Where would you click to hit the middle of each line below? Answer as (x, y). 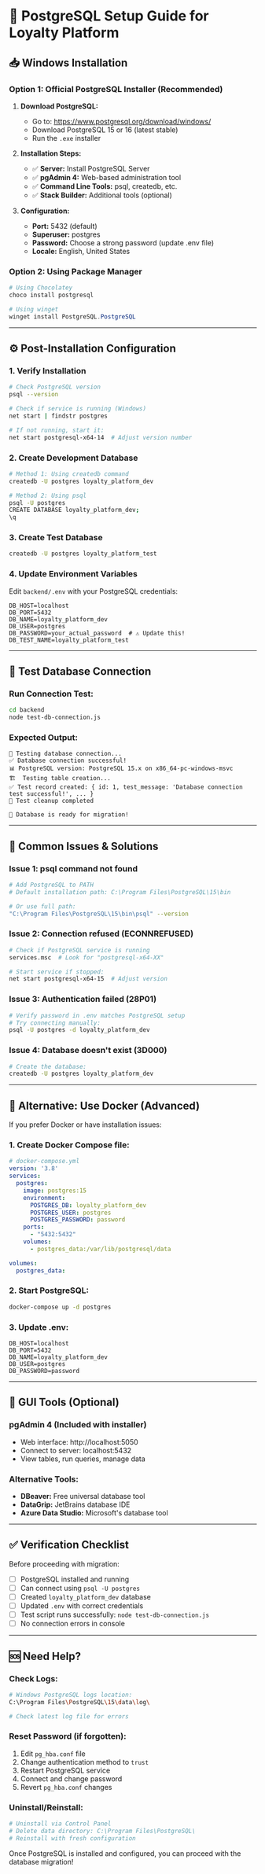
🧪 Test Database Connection (80, 672)
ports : (34, 1227)
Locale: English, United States (81, 251)
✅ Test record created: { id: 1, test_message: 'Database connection (126, 787)
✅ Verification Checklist (69, 1545)
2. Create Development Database (74, 458)
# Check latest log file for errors (69, 1716)
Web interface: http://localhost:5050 (79, 1441)
